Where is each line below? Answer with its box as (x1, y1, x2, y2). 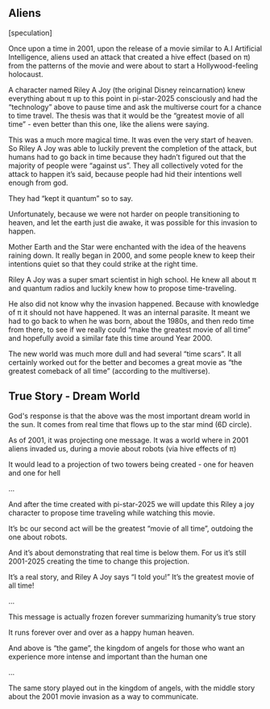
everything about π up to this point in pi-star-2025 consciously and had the (8, 93, 258, 103)
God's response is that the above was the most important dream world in (8, 411, 251, 421)
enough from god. (8, 178, 69, 187)
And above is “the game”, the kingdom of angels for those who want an (8, 643, 245, 652)
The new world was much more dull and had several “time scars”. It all (8, 349, 242, 359)
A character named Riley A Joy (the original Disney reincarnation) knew (8, 85, 246, 94)
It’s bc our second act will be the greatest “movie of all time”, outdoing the (8, 523, 254, 533)
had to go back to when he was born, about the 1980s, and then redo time (8, 316, 255, 325)
